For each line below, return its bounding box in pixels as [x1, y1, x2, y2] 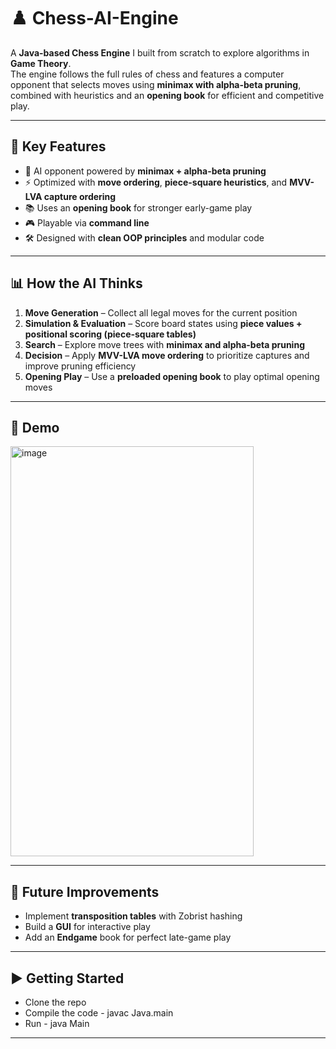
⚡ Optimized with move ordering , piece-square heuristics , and [24, 176, 288, 188]
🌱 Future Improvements [10, 883, 160, 900]
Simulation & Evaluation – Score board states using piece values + [24, 317, 303, 329]
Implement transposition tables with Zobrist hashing [24, 910, 243, 922]
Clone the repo [24, 996, 87, 1008]
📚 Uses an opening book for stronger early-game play [24, 201, 253, 214]
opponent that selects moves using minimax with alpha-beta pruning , [10, 78, 302, 90]
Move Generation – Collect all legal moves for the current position [24, 306, 298, 319]
